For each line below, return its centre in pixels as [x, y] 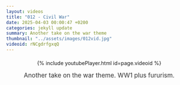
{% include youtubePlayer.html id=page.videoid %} [99, 63]
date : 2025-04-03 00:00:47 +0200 [47, 22]
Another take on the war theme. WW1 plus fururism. [99, 75]
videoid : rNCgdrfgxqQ [33, 45]
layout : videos [25, 11]
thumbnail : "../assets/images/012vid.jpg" [59, 39]
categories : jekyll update [39, 28]
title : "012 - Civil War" [38, 17]
